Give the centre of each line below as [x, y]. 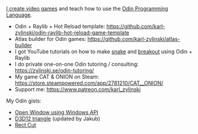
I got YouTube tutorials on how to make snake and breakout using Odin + [103, 52]
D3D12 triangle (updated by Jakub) [58, 119]
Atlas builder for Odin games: [50, 39]
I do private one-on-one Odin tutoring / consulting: [77, 64]
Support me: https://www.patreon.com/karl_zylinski [78, 89]
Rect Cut [25, 125]
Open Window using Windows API [57, 112]
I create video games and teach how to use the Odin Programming [87, 9]
